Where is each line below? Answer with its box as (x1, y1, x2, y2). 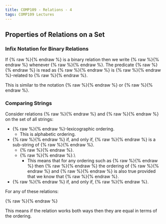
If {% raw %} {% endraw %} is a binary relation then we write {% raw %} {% (5, 57, 160, 63)
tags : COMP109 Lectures (5, 12, 55, 17)
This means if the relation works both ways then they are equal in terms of (5, 208, 158, 214)
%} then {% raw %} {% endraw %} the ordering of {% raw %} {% (27, 163, 159, 169)
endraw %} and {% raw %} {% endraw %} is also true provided (27, 168, 156, 174)
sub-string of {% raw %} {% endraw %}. (12, 142, 94, 148)
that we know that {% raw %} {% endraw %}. (27, 174, 119, 180)
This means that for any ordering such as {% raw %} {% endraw (27, 158, 158, 164)
